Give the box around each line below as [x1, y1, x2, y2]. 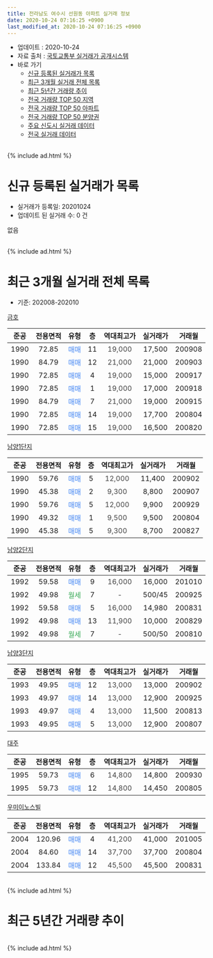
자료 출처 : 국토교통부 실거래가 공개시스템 [17, 52, 129, 60]
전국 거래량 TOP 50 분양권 [27, 113, 99, 121]
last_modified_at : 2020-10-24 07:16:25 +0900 [7, 23, 141, 30]
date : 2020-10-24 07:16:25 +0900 [7, 17, 104, 24]
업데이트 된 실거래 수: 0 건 [17, 211, 88, 219]
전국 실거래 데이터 [27, 130, 76, 139]
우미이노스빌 [7, 803, 42, 812]
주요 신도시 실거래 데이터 [27, 121, 95, 130]
